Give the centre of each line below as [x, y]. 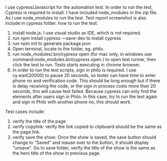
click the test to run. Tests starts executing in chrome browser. [76, 65]
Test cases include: [25, 111]
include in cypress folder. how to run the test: [52, 23]
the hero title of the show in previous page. [56, 153]
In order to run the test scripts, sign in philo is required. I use [74, 70]
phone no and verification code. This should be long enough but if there [86, 80]
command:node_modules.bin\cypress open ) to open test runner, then [84, 59]
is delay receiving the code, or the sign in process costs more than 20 [84, 86]
